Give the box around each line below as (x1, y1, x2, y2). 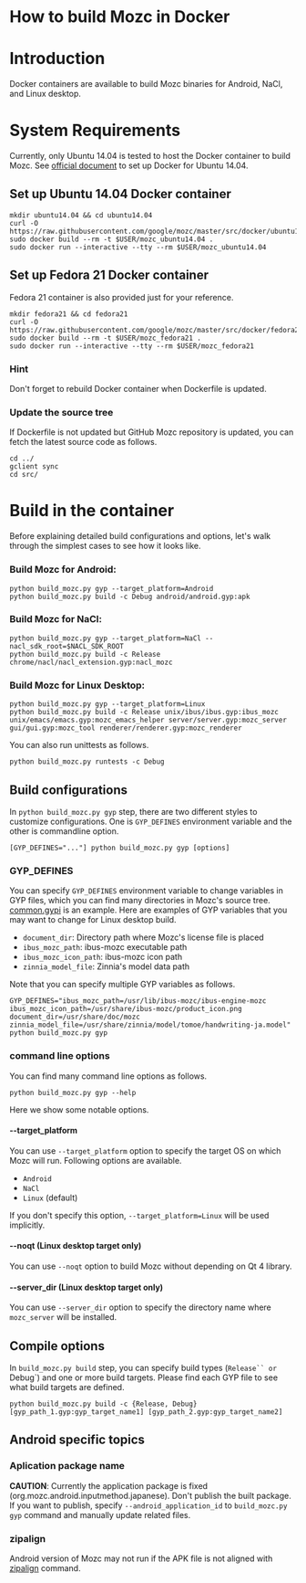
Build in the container (9, 501, 175, 522)
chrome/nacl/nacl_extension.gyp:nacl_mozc (9, 658, 173, 667)
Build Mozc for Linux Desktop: (9, 679, 146, 691)
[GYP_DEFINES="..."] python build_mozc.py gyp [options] (9, 843, 230, 852)
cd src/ (9, 470, 39, 480)
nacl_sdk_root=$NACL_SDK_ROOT (9, 641, 125, 650)
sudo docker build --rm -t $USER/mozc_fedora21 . (9, 333, 202, 343)
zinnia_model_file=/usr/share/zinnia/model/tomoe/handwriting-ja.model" (9, 1020, 291, 1029)
